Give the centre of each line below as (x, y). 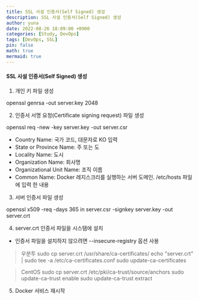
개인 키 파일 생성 (34, 91)
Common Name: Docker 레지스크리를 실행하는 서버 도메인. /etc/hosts (98, 177)
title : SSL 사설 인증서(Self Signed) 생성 (56, 12)
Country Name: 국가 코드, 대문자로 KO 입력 (66, 139)
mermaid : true (24, 56)
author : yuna (23, 23)
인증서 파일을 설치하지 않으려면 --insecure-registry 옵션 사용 (87, 241)
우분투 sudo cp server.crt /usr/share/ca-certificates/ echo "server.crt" (107, 253)
